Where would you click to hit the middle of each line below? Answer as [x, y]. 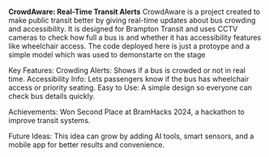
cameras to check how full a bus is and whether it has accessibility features [135, 37]
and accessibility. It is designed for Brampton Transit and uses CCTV [123, 29]
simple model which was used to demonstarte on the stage [107, 55]
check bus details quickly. [52, 96]
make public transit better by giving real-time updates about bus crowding [132, 20]
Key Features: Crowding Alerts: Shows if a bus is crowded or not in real [127, 70]
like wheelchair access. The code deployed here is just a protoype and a [129, 46]
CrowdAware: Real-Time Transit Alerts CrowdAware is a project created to [134, 12]
